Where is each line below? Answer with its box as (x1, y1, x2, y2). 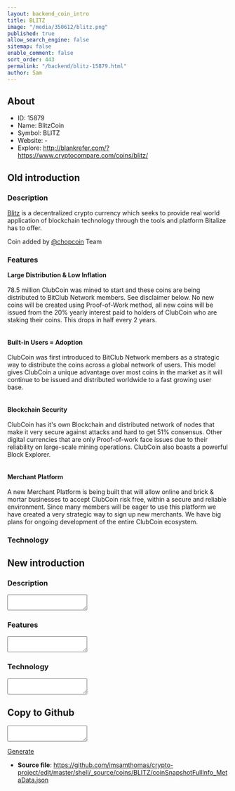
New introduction (7, 557, 86, 569)
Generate (7, 747, 34, 756)
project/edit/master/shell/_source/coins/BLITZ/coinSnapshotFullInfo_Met (17, 768, 228, 777)
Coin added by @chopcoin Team (7, 237, 102, 246)
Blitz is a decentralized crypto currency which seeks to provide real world (7, 209, 220, 217)
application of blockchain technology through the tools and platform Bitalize (7, 216, 227, 224)
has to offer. (7, 224, 42, 232)
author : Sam (7, 69, 42, 76)
